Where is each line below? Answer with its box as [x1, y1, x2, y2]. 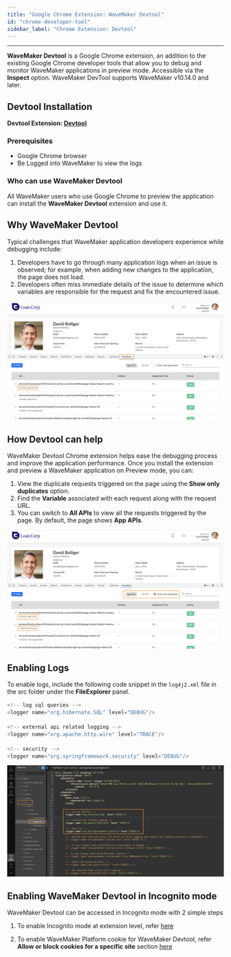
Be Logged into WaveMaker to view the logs [16, 159, 142, 168]
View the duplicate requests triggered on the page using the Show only [16, 480, 220, 488]
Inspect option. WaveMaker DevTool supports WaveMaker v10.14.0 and [7, 74, 209, 82]
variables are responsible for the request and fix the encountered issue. [16, 287, 220, 296]
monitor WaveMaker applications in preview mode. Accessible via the [7, 66, 204, 75]
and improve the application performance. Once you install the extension [7, 459, 214, 467]
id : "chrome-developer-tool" [7, 18, 91, 25]
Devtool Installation [7, 100, 93, 113]
